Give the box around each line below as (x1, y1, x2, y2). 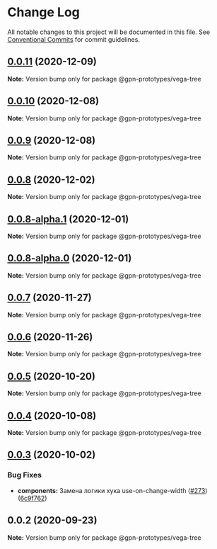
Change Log (7, 4, 80, 21)
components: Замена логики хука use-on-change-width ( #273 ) (17, 486, 208, 494)
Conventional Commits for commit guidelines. (7, 35, 140, 43)
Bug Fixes (7, 470, 42, 480)
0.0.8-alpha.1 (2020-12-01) (7, 213, 129, 225)
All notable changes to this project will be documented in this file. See (7, 28, 211, 36)
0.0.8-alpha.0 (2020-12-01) (7, 252, 132, 264)
